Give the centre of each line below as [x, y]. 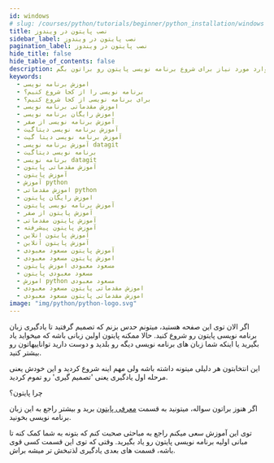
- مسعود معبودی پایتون [55, 273]
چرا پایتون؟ [26, 392]
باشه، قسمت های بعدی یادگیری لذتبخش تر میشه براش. [92, 450]
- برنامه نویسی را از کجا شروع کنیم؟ [80, 92]
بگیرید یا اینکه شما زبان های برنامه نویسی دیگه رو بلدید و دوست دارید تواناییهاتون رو [134, 343]
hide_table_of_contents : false [62, 62]
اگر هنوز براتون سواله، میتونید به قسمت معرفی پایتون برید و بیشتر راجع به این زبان [134, 408]
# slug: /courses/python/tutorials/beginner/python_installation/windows [137, 24]
